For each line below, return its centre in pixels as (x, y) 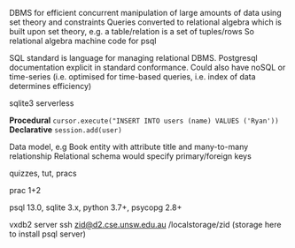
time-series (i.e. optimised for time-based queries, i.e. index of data (132, 77)
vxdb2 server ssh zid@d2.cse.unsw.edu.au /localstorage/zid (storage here (145, 225)
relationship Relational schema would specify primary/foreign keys (131, 156)
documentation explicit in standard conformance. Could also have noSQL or (147, 67)
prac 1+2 (25, 190)
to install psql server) (48, 234)
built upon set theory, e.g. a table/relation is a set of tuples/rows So (132, 31)
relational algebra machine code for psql (83, 41)
